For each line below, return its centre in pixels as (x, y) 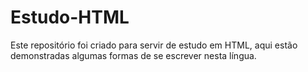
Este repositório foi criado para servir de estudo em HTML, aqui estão (154, 45)
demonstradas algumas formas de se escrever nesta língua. (133, 55)
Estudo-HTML (70, 17)
